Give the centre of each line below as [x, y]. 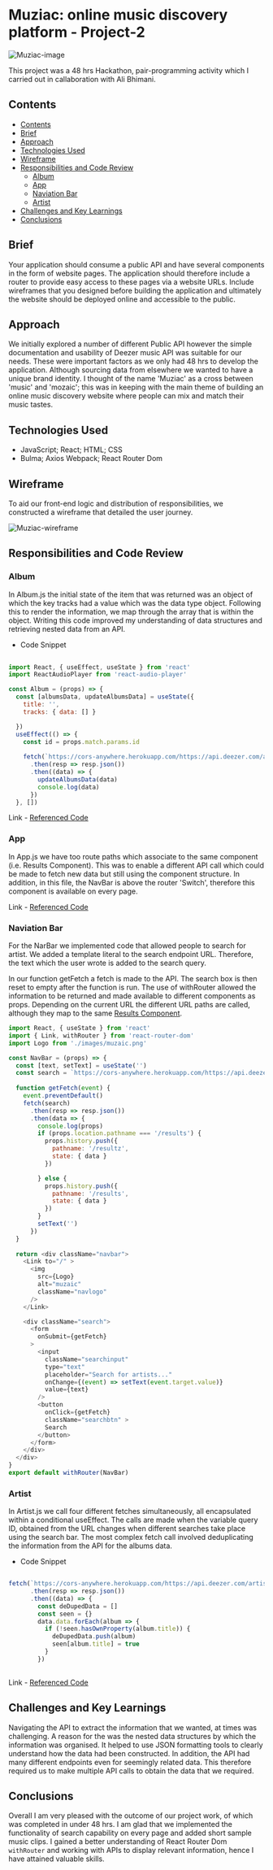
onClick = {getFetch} [78, 1412]
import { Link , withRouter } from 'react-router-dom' [102, 1035]
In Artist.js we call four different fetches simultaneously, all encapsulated [130, 1511]
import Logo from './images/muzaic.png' [78, 1043]
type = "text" [65, 1367]
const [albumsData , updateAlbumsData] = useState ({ [105, 697]
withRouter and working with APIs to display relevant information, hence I [131, 1850]
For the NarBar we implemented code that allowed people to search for [127, 946]
